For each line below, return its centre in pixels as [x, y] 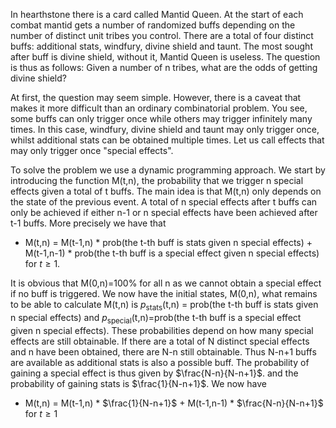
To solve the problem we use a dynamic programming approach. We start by [168, 170]
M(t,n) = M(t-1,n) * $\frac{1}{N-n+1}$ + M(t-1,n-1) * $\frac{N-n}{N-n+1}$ [174, 403]
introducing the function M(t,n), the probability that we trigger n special [157, 180]
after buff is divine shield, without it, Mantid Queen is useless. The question [165, 57]
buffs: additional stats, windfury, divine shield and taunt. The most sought [161, 46]
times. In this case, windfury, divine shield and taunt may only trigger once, [165, 129]
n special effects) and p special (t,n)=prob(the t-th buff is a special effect [156, 318]
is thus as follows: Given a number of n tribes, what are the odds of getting [164, 67]
